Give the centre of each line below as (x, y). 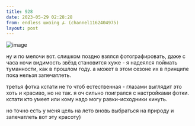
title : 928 (20, 12)
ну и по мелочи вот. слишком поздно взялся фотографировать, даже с (96, 56)
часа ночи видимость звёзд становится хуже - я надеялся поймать (92, 63)
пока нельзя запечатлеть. (39, 75)
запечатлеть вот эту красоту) (44, 117)
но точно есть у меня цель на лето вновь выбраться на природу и (90, 111)
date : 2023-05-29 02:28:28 (39, 17)
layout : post (22, 28)
